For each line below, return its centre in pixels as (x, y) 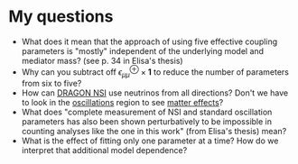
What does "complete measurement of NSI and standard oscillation (147, 112)
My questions (61, 17)
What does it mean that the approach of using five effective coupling (149, 41)
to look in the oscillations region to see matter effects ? (122, 103)
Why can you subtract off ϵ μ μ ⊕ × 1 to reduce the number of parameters (155, 72)
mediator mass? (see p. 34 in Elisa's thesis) (102, 60)
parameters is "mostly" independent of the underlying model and (142, 50)
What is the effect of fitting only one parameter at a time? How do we (150, 141)
